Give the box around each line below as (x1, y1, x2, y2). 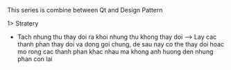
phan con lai (17, 55, 53, 63)
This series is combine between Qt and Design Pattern (7, 6, 163, 14)
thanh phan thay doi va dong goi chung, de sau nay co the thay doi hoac (17, 40, 225, 48)
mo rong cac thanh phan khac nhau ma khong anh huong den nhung (17, 48, 214, 55)
